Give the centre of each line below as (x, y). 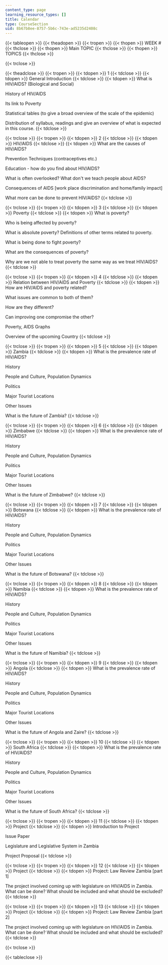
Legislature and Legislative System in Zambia (52, 846)
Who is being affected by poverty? (41, 223)
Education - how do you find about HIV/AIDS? (52, 168)
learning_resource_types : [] (36, 15)
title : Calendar (22, 19)
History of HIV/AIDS (26, 94)
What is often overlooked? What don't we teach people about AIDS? (75, 178)
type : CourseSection (27, 24)
